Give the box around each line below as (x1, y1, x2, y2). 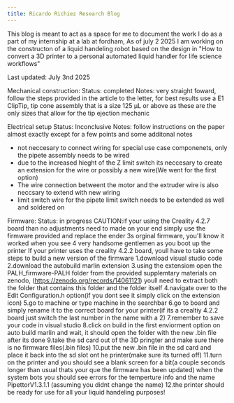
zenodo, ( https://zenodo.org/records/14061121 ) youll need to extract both (7, 276, 218, 285)
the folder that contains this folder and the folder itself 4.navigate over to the (7, 283, 227, 292)
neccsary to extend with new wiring (17, 188, 121, 196)
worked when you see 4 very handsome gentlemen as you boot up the (7, 239, 211, 247)
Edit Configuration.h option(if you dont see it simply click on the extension (7, 291, 220, 299)
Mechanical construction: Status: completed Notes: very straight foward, (7, 86, 217, 95)
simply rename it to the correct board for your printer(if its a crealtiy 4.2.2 (7, 306, 219, 314)
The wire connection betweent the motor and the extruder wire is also (17, 180, 219, 189)
